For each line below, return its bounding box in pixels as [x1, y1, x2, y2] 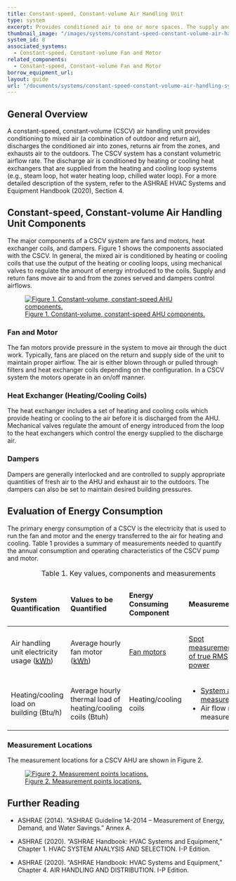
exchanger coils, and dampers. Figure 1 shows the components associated [7, 244, 223, 252]
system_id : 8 [7, 37, 46, 44]
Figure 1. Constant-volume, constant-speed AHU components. [25, 310, 206, 318]
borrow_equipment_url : [7, 69, 74, 76]
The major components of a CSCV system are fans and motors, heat [7, 236, 205, 244]
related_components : [7, 56, 68, 63]
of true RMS [188, 651, 228, 661]
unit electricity [11, 647, 58, 657]
